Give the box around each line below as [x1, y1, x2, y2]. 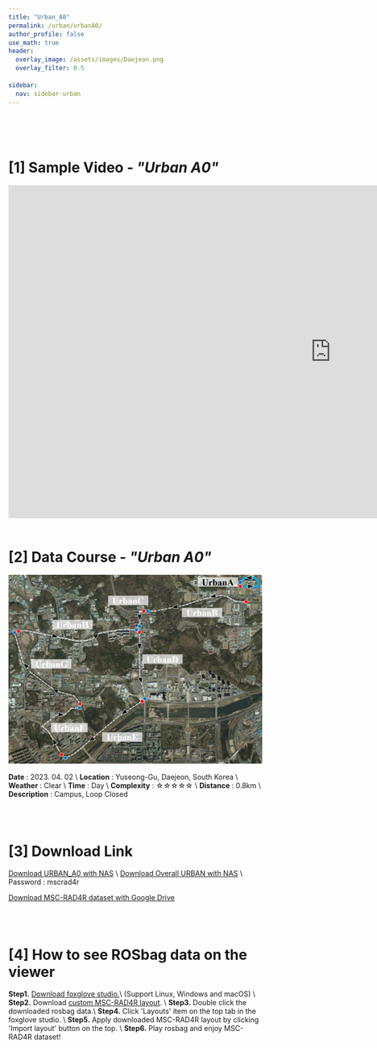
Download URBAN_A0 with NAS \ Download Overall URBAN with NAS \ [8, 869, 243, 878]
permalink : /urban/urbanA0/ [8, 21, 103, 30]
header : [8, 47, 35, 56]
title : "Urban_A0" [8, 13, 70, 21]
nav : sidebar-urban [15, 90, 81, 98]
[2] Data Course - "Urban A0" [8, 547, 212, 566]
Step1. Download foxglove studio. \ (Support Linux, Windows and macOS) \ [8, 989, 256, 999]
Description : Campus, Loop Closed [8, 790, 128, 799]
